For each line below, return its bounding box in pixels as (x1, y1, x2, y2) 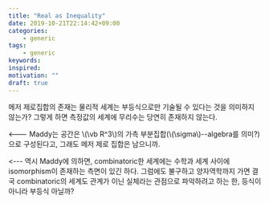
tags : (8, 42, 26, 50)
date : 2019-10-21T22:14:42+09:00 (8, 19, 120, 27)
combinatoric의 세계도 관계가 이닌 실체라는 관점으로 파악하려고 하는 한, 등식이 (16, 176, 262, 185)
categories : (8, 26, 48, 35)
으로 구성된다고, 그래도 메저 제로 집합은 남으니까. (8, 139, 161, 148)
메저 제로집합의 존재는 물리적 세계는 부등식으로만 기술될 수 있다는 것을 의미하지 (8, 102, 255, 112)
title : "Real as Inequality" (8, 11, 106, 20)
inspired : (8, 64, 42, 72)
